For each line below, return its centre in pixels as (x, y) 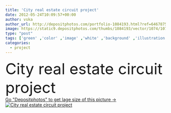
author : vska (19, 19)
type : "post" (19, 33)
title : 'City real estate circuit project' (52, 10)
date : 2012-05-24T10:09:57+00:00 (41, 15)
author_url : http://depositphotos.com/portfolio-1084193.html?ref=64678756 (87, 24)
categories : (18, 43)
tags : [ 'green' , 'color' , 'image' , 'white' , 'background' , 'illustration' (86, 39)
